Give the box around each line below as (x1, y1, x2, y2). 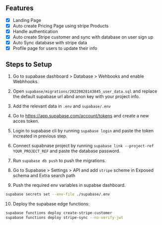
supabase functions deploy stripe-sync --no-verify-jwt (5, 215, 123, 220)
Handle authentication (12, 28, 58, 34)
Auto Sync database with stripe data (12, 40, 87, 46)
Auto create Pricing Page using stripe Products (12, 22, 108, 29)
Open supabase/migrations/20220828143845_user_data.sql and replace (12, 88, 158, 94)
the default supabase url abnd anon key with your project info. (12, 94, 140, 99)
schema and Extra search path (12, 173, 76, 178)
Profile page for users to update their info (12, 45, 98, 51)
